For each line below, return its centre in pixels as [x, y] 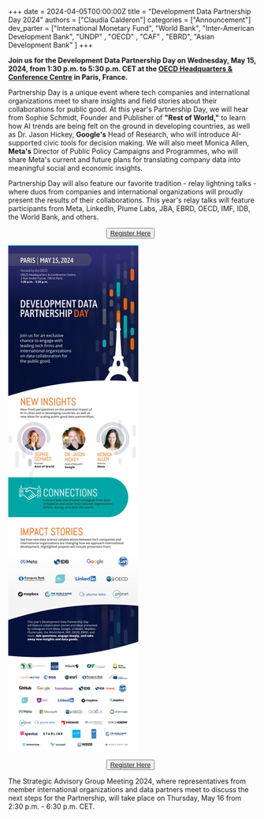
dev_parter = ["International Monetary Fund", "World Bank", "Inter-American [131, 28]
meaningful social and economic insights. [76, 168]
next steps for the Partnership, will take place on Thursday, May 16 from [125, 798]
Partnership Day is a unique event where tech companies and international [129, 92]
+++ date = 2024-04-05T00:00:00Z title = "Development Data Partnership [130, 11]
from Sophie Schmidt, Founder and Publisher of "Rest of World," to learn [127, 117]
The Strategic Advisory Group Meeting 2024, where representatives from [127, 781]
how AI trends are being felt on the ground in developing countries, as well [129, 126]
